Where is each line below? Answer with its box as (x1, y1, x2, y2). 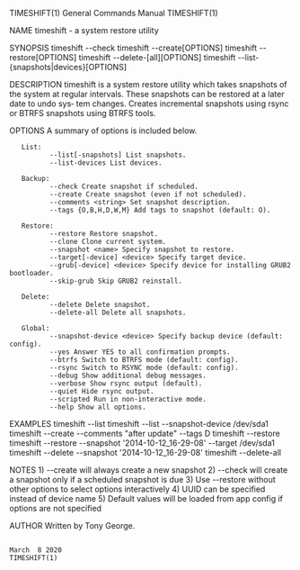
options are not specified (9, 503, 101, 513)
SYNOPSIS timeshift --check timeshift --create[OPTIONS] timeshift (9, 42, 258, 53)
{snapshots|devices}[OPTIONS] (9, 62, 128, 72)
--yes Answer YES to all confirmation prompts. (49, 348, 231, 357)
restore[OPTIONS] (9, 52, 77, 62)
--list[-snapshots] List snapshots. (49, 150, 187, 159)
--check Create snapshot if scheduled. (49, 182, 199, 191)
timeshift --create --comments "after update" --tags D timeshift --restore (9, 428, 280, 439)
